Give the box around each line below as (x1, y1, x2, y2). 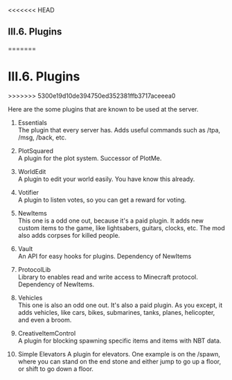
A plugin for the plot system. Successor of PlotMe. (17, 154, 162, 162)
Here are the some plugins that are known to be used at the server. (8, 105, 199, 113)
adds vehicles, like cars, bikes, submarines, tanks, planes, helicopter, (17, 308, 215, 316)
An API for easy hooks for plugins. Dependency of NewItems (17, 252, 192, 260)
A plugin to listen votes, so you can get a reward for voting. (17, 196, 186, 204)
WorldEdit (17, 167, 46, 175)
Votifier (17, 188, 39, 196)
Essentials (17, 118, 48, 127)
